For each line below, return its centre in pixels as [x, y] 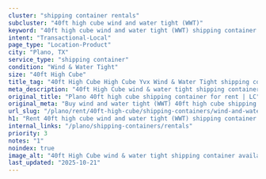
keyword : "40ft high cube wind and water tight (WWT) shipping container [133, 30]
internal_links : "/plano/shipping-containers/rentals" [101, 126]
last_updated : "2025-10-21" [55, 163]
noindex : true [32, 148]
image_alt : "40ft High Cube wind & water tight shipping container [122, 155]
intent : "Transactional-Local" [60, 38]
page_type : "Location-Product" [60, 45]
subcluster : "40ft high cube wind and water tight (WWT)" [106, 23]
